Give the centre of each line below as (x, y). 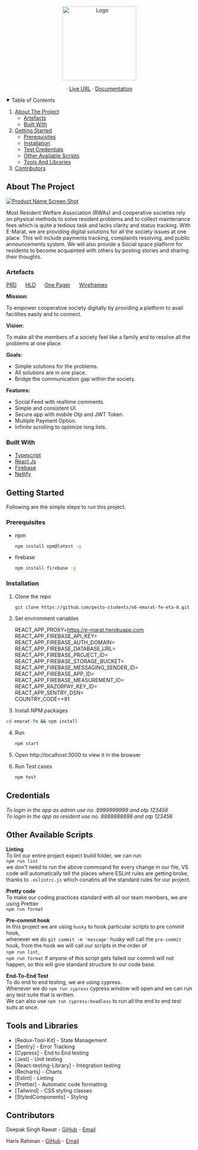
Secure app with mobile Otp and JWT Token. (69, 415)
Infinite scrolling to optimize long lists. (61, 427)
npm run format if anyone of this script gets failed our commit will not (90, 958)
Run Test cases (33, 766)
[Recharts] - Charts (38, 1071)
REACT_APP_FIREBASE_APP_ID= (55, 674)
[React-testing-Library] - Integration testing (68, 1065)
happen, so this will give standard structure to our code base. (81, 964)
